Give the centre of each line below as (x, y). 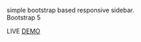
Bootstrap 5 (24, 17)
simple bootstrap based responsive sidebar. (70, 10)
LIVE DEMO (23, 31)
